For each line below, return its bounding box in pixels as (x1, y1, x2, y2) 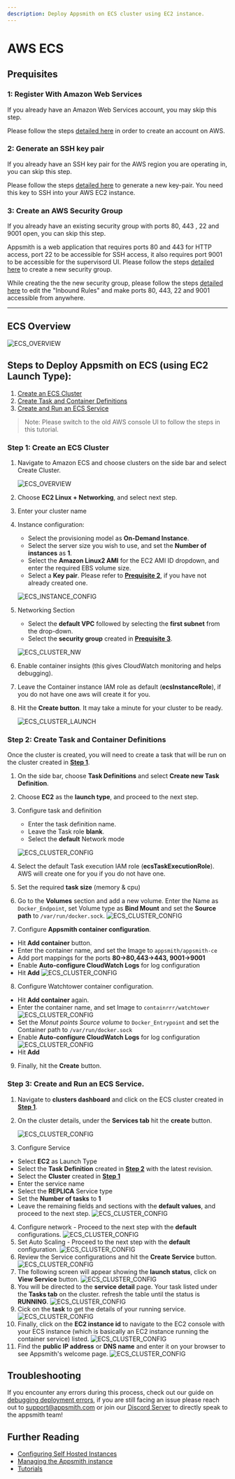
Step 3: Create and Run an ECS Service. (7, 1079, 145, 1089)
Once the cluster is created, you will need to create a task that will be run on (7, 751, 227, 759)
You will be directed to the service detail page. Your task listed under (17, 1282, 218, 1291)
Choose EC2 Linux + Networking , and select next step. (17, 493, 178, 502)
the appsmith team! (7, 1411, 63, 1419)
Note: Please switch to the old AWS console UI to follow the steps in (24, 417, 220, 426)
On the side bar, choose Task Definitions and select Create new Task (17, 772, 220, 780)
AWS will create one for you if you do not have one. (17, 869, 166, 878)
